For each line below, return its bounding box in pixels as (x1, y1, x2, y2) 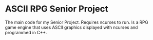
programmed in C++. (5, 29, 47, 35)
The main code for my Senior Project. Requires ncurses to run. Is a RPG (5, 19, 149, 25)
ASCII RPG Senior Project (5, 3, 109, 14)
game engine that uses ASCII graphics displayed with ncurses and (5, 24, 138, 30)
